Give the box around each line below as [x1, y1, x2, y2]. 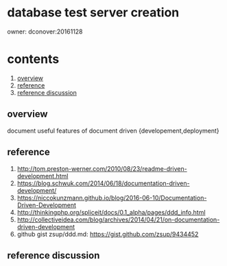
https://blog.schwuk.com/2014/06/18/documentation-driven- [16, 179, 190, 187]
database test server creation [7, 5, 180, 21]
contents [7, 51, 60, 67]
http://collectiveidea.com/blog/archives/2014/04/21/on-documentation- [16, 215, 220, 224]
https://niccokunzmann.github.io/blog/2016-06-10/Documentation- [16, 194, 207, 202]
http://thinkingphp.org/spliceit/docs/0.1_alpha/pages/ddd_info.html [16, 208, 206, 216]
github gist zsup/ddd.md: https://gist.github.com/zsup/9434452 [16, 230, 199, 238]
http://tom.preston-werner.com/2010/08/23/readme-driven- [16, 164, 187, 172]
